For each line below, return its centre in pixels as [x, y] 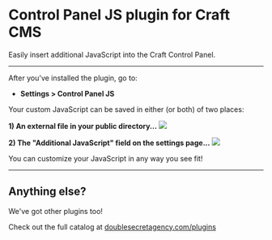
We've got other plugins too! [56, 211]
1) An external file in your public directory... [83, 126]
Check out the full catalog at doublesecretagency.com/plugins [113, 227]
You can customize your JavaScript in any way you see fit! [106, 158]
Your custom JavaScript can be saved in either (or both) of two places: [126, 109]
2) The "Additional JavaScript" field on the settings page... [109, 143]
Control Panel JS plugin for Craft [119, 15]
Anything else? [47, 192]
